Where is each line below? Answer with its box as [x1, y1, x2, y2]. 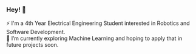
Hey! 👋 [6, 5, 26, 14]
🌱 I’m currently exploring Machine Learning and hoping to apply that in [6, 35, 183, 42]
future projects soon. [6, 41, 59, 49]
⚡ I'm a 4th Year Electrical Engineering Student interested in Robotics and [6, 19, 190, 27]
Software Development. [6, 29, 66, 36]
